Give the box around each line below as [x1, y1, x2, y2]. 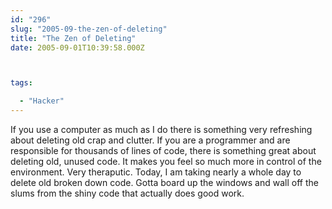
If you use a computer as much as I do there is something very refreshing [10, 124, 313, 135]
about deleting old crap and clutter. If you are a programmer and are [10, 134, 291, 146]
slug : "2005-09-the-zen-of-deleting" [10, 24, 168, 34]
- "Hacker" [19, 96, 65, 106]
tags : [10, 78, 33, 88]
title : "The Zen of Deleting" [10, 33, 137, 43]
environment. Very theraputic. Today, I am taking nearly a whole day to [10, 166, 302, 178]
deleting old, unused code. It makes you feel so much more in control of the [10, 156, 322, 167]
